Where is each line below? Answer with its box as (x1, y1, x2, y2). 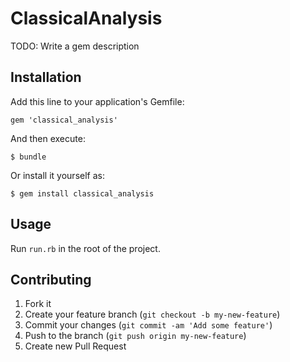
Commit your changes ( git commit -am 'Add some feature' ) (24, 319, 273, 331)
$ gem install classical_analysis (10, 188, 155, 199)
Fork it (24, 298, 52, 310)
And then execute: (10, 132, 86, 144)
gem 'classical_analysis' (10, 115, 118, 125)
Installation (10, 69, 82, 86)
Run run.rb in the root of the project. (10, 242, 161, 254)
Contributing (10, 271, 92, 288)
